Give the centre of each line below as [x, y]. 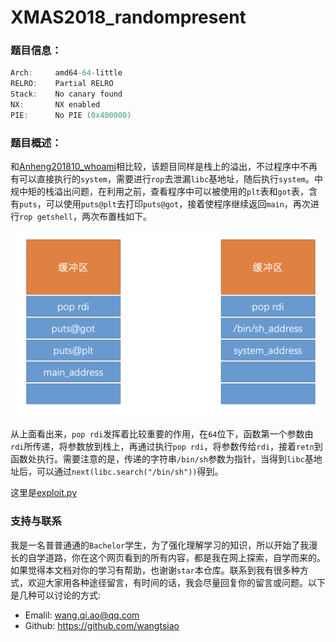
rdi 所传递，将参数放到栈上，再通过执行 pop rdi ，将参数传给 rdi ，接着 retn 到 [166, 447]
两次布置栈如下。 [116, 217]
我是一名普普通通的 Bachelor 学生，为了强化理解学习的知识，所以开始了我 [160, 545]
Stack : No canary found [66, 94]
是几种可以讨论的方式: [56, 595]
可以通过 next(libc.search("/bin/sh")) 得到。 [130, 472]
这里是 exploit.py [44, 493]
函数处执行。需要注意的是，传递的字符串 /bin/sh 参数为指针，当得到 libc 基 [162, 459]
